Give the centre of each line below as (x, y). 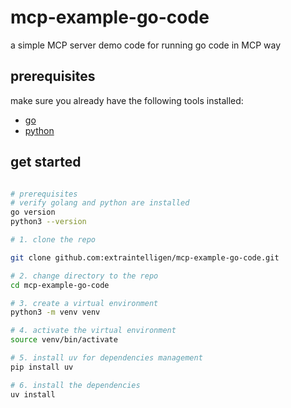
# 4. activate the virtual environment (93, 331)
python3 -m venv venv (55, 312)
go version (33, 212)
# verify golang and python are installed (100, 203)
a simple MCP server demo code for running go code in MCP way (146, 45)
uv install (33, 394)
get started (46, 162)
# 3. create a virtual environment (84, 303)
